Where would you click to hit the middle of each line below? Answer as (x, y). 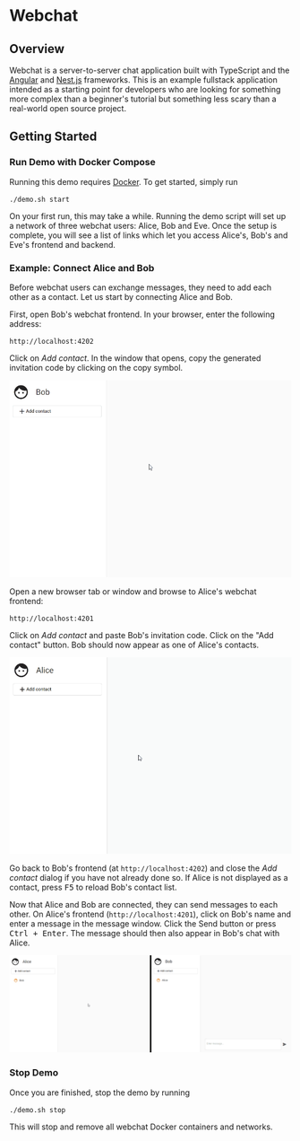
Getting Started (53, 137)
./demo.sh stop (38, 1110)
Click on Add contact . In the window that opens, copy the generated (135, 358)
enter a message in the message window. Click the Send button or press (143, 924)
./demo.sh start (39, 199)
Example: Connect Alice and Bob (82, 268)
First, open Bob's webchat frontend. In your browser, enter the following (142, 314)
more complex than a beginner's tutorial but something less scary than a (143, 99)
